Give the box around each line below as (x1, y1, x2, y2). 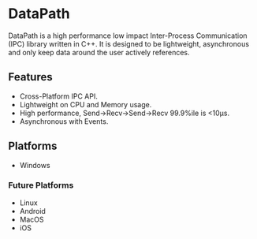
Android (19, 206, 46, 215)
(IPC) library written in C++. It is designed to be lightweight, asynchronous (8, 39, 250, 48)
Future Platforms (8, 180, 74, 191)
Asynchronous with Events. (19, 116, 109, 126)
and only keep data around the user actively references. (8, 47, 191, 57)
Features (8, 70, 53, 84)
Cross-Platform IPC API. (19, 91, 99, 101)
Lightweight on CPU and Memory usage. (19, 99, 152, 109)
